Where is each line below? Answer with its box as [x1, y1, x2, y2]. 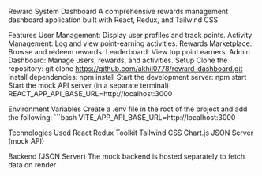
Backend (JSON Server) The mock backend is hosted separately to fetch [8, 152, 245, 161]
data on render [8, 160, 57, 169]
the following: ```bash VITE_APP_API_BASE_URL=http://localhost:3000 [8, 113, 236, 122]
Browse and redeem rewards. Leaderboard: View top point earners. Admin [8, 47, 251, 56]
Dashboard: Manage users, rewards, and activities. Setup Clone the [8, 55, 228, 65]
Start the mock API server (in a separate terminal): [8, 81, 171, 90]
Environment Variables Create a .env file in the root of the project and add [8, 104, 248, 114]
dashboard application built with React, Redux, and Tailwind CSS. [8, 15, 221, 24]
